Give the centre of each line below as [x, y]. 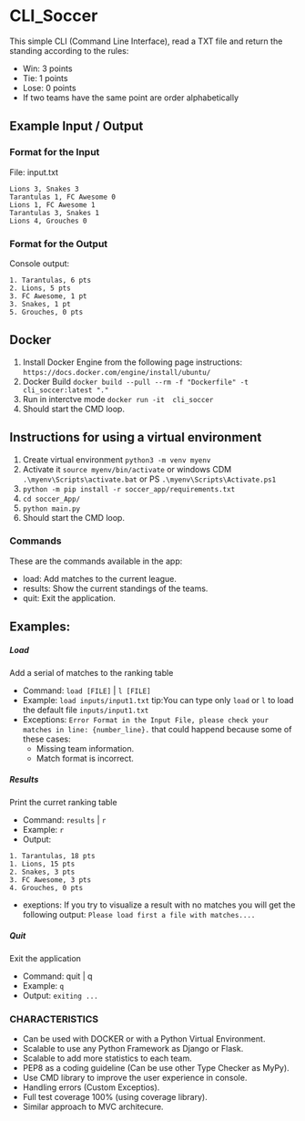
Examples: [40, 627]
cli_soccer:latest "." [66, 390]
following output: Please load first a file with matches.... [139, 915]
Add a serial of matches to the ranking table [91, 673]
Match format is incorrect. [85, 759]
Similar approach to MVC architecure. [93, 1107]
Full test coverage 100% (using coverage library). [115, 1097]
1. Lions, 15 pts [42, 864]
